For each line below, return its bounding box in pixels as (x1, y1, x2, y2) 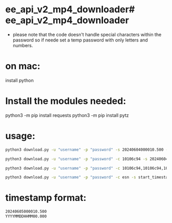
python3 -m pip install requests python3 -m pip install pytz (5, 112, 129, 118)
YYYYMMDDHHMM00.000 (5, 214, 47, 219)
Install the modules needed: (5, 95, 126, 107)
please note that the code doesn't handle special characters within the (12, 31, 162, 37)
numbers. (12, 42, 33, 48)
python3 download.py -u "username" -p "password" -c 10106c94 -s (5, 156, 147, 161)
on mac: (5, 60, 40, 72)
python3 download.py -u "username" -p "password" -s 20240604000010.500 (5, 147, 164, 152)
